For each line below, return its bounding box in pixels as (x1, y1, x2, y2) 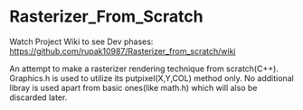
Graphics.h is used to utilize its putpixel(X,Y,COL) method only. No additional (9, 72, 294, 83)
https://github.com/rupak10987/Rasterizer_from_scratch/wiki (9, 45, 236, 56)
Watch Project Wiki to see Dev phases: (9, 36, 154, 47)
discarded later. (9, 92, 68, 103)
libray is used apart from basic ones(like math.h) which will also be (9, 82, 258, 93)
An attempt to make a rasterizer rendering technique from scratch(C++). (9, 63, 279, 74)
